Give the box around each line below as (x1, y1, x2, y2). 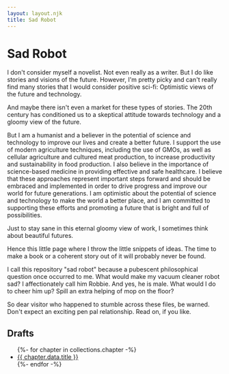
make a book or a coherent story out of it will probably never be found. (7, 252, 206, 261)
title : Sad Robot (7, 16, 57, 23)
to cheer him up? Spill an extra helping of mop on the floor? (7, 287, 174, 295)
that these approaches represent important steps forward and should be (7, 175, 211, 183)
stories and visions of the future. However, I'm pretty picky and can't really (7, 76, 217, 84)
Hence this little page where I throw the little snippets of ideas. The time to (7, 245, 217, 253)
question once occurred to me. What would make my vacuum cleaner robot (7, 273, 220, 281)
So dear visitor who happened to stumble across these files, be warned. (7, 300, 210, 308)
